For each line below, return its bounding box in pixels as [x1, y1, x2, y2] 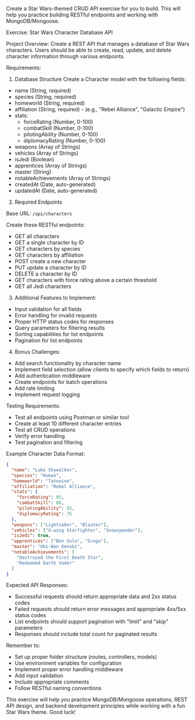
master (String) [14, 168, 52, 175]
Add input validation [14, 672, 63, 679]
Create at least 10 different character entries [14, 420, 122, 427]
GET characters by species [14, 245, 80, 252]
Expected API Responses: [6, 582, 69, 589]
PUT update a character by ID [14, 264, 87, 271]
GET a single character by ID [14, 239, 84, 246]
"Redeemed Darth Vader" [16, 560, 75, 566]
